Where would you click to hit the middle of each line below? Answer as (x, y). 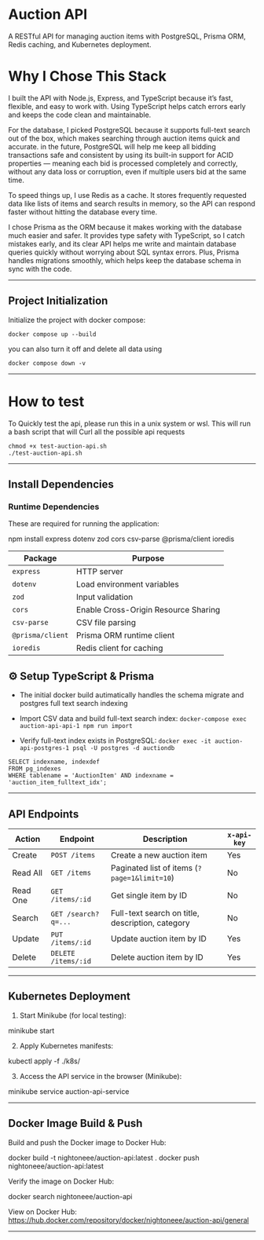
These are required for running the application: (84, 524)
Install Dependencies (61, 485)
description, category (150, 923)
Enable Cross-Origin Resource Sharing (148, 610)
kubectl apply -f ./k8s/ (44, 1061)
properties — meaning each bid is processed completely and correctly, (123, 163)
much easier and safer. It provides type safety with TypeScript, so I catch (126, 235)
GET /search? (75, 914)
